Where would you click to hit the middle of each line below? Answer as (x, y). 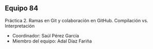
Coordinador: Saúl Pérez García (45, 35)
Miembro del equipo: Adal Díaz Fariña (52, 41)
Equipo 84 (22, 8)
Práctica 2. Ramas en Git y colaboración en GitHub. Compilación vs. (76, 20)
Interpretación (20, 26)
